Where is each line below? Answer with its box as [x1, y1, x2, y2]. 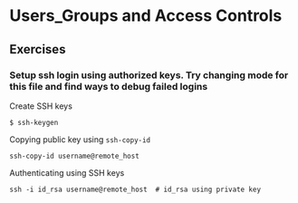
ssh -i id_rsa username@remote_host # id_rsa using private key [9, 185, 261, 194]
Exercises [9, 42, 66, 57]
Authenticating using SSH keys [9, 167, 125, 178]
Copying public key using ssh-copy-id [9, 133, 151, 145]
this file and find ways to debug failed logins [9, 80, 208, 92]
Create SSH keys [9, 101, 72, 111]
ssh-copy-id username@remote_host [9, 151, 140, 160]
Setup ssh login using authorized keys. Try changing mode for [9, 69, 289, 82]
